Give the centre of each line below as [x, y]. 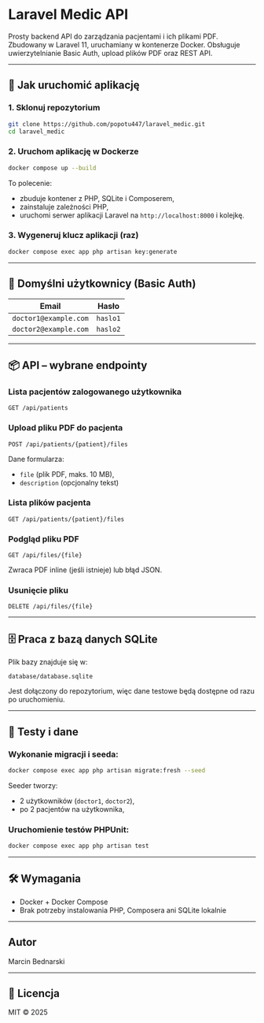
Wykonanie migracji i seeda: [64, 754]
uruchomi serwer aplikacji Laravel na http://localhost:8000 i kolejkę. [132, 215]
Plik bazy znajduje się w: [48, 662]
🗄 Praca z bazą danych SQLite [83, 639]
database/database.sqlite [50, 677]
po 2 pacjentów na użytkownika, [72, 809]
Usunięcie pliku [38, 590]
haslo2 [108, 329]
